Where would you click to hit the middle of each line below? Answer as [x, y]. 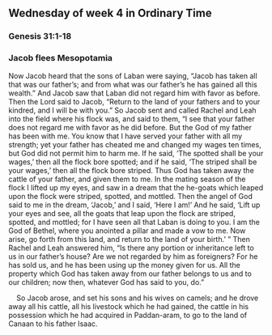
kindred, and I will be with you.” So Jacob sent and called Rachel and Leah [132, 110]
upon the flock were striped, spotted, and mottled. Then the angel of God [130, 196]
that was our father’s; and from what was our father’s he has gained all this [133, 84]
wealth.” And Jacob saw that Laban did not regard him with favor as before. [134, 93]
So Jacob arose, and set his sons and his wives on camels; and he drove [137, 298]
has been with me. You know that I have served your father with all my [125, 136]
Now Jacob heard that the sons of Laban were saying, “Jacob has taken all [133, 75]
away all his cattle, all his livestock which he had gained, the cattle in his [129, 306]
